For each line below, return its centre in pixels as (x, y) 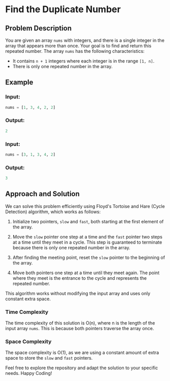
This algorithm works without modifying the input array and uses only (78, 293)
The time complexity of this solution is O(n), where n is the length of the (80, 323)
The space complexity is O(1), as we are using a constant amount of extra (82, 353)
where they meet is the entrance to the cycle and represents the (80, 278)
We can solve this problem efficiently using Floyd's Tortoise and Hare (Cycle (85, 206)
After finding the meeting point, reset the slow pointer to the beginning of (89, 257)
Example (19, 82)
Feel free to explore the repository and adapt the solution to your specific (82, 368)
